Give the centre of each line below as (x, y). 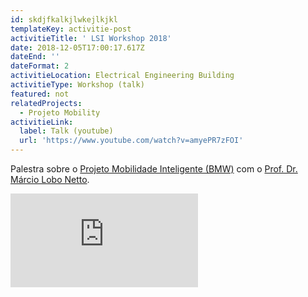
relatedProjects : (46, 103)
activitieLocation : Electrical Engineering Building (122, 76)
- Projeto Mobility (60, 112)
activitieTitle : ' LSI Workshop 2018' (91, 38)
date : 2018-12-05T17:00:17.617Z (77, 47)
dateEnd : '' (35, 57)
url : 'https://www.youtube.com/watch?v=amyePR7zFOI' (131, 141)
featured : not (40, 94)
